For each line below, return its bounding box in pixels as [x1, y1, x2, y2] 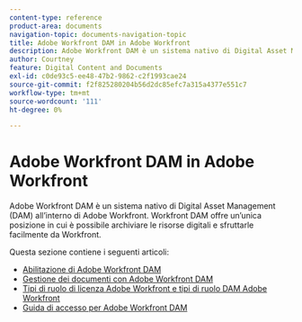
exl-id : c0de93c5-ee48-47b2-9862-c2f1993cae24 [9, 72, 187, 81]
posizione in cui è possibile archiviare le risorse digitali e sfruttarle [9, 219, 254, 230]
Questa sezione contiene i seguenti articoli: [9, 246, 169, 257]
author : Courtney [9, 55, 75, 64]
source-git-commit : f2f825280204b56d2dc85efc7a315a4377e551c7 [9, 80, 247, 89]
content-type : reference [9, 13, 102, 22]
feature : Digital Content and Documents [9, 64, 164, 73]
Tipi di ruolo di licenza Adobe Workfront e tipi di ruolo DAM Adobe [22, 283, 268, 294]
